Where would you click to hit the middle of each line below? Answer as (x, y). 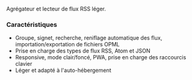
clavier (23, 64)
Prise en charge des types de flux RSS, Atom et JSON (83, 51)
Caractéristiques (32, 24)
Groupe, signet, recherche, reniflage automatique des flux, (89, 38)
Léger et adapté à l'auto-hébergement (63, 70)
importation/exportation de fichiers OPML (67, 45)
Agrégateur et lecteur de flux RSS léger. (56, 9)
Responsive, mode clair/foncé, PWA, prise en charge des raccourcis (101, 57)
